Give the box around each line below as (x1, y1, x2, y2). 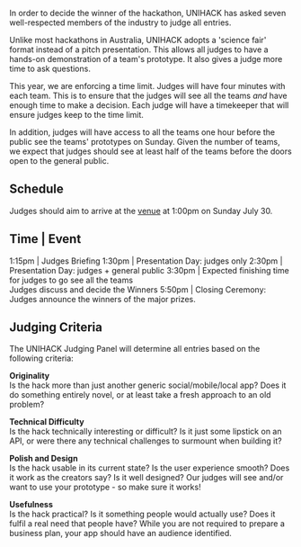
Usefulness (9, 499, 54, 510)
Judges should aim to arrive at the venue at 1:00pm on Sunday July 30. (9, 205, 273, 216)
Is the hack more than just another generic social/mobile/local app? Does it (9, 380, 287, 390)
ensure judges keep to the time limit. (9, 110, 144, 120)
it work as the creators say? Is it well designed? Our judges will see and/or (9, 472, 284, 483)
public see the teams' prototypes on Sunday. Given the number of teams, (9, 137, 280, 147)
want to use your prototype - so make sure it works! (9, 481, 201, 493)
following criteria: (9, 353, 74, 363)
